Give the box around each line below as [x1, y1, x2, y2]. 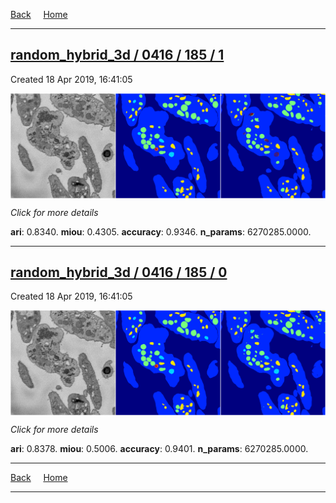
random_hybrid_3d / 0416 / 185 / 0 [10, 264, 228, 281]
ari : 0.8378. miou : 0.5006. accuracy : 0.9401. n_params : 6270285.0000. [10, 443, 309, 455]
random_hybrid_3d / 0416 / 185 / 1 [10, 47, 225, 64]
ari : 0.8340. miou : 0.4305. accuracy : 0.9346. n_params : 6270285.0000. [10, 225, 312, 238]
